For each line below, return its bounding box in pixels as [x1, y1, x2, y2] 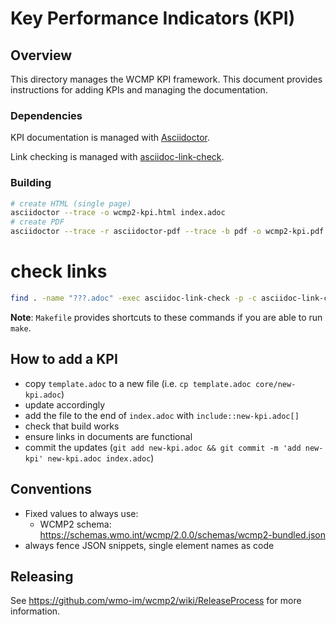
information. [10, 605, 61, 617]
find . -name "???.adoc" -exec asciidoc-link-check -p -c [10, 293, 257, 304]
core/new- [254, 379, 297, 389]
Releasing [10, 568, 74, 585]
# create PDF [10, 217, 65, 227]
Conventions [10, 481, 93, 498]
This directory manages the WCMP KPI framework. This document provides [10, 73, 323, 85]
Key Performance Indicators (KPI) [10, 7, 296, 30]
